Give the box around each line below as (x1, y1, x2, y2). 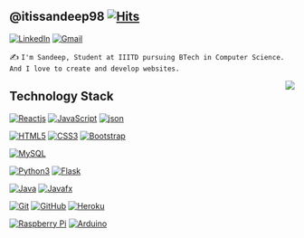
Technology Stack (9, 89, 114, 104)
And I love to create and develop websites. (9, 64, 180, 73)
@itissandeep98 (9, 9, 105, 24)
